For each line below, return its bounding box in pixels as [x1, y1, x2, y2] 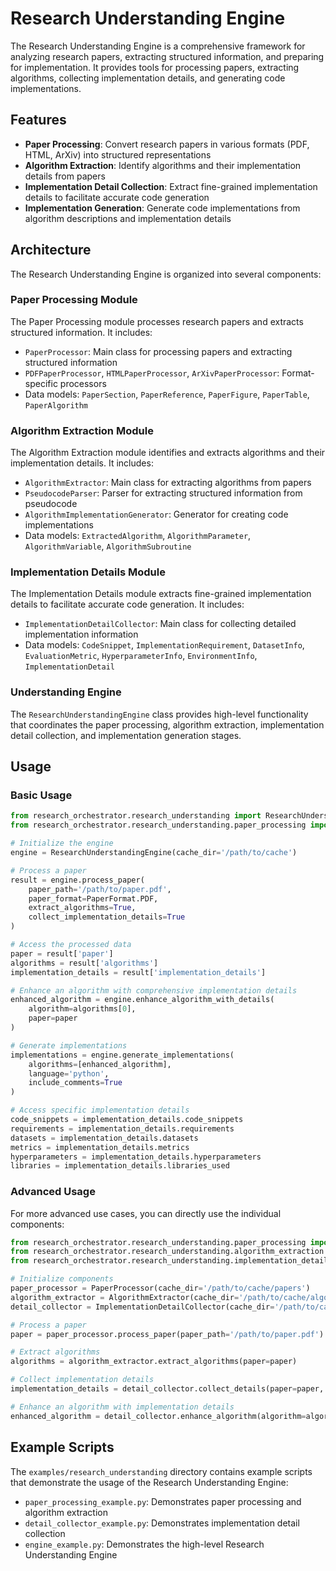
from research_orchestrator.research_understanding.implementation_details [10, 1256, 333, 1266]
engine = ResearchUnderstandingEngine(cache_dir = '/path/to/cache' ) [10, 848, 298, 858]
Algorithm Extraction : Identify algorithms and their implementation [24, 159, 302, 171]
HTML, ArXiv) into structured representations [24, 148, 212, 161]
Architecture [10, 242, 92, 259]
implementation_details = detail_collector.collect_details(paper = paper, [10, 1384, 325, 1394]
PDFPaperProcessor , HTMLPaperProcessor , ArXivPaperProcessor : [24, 367, 280, 379]
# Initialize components [10, 1274, 114, 1284]
